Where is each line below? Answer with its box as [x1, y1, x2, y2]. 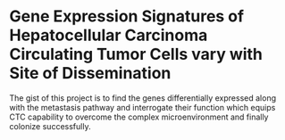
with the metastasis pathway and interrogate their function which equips [9, 102, 276, 112]
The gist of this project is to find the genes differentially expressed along [9, 92, 277, 103]
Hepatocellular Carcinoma [9, 25, 208, 45]
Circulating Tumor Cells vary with [9, 45, 264, 64]
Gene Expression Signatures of [9, 6, 244, 27]
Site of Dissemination [9, 63, 172, 84]
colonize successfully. [9, 120, 91, 131]
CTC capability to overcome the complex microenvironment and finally [9, 111, 269, 122]
